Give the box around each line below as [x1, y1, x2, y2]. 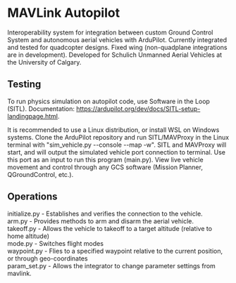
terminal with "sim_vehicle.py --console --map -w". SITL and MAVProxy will [7, 140, 227, 149]
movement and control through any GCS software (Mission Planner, [7, 163, 203, 171]
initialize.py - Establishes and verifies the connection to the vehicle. [7, 209, 203, 218]
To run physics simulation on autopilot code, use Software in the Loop [7, 97, 210, 105]
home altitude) [7, 232, 50, 240]
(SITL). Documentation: [7, 104, 75, 113]
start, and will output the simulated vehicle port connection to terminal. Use [7, 147, 225, 156]
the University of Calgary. [7, 58, 82, 66]
